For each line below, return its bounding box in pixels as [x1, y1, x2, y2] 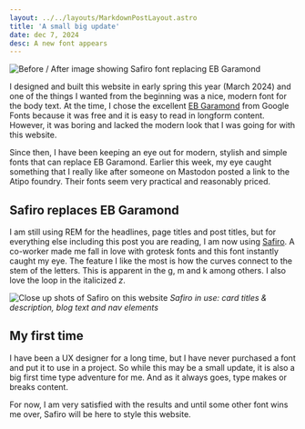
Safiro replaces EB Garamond [9, 202, 179, 218]
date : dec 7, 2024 [9, 30, 79, 39]
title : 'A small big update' [9, 22, 120, 31]
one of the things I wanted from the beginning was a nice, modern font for [9, 91, 288, 102]
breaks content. [9, 381, 68, 392]
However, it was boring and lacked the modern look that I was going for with [9, 120, 296, 131]
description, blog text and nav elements [9, 302, 159, 314]
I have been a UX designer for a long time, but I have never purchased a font [9, 352, 296, 364]
